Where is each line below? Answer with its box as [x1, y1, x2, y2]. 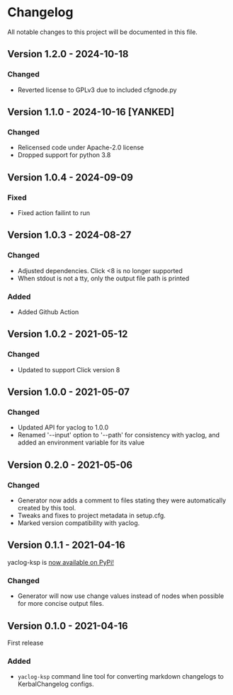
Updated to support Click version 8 [17, 365, 120, 374]
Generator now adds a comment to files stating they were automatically [17, 496, 227, 505]
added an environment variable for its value [17, 438, 145, 447]
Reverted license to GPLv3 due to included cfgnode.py [17, 86, 177, 94]
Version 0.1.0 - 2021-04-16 [7, 620, 129, 632]
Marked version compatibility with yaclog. [17, 519, 140, 527]
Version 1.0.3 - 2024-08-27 [7, 229, 132, 241]
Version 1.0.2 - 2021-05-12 [7, 328, 128, 340]
